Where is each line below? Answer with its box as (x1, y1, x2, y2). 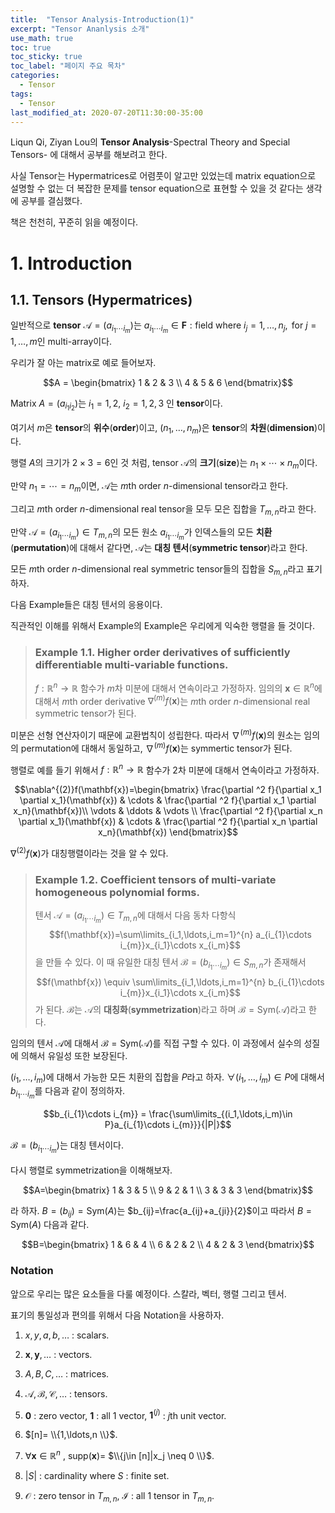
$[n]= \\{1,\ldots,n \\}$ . (24, 1429, 118, 1441)
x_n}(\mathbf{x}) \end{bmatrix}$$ (98, 826, 238, 838)
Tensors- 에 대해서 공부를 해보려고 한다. (10, 149, 168, 161)
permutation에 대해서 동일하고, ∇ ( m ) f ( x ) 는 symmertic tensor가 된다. (20, 741, 293, 754)
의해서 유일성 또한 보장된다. (20, 1049, 128, 1061)
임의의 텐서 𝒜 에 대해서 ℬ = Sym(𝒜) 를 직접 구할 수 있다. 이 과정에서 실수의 (10, 1037, 302, 1049)
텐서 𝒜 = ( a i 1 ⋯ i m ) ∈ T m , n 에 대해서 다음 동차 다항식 (34, 909, 237, 925)
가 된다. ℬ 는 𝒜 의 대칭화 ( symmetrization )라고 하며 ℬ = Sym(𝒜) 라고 (34, 1003, 307, 1015)
